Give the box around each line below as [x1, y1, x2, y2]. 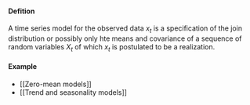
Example [8, 62, 38, 71]
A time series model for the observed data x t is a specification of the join [8, 24, 243, 34]
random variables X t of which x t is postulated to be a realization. [8, 42, 216, 53]
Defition [8, 6, 35, 16]
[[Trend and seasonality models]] [19, 88, 128, 97]
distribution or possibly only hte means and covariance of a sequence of [8, 34, 242, 43]
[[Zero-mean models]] [19, 79, 92, 89]
